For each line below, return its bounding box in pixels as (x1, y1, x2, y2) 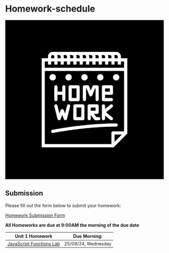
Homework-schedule (5, 3, 96, 15)
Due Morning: (73, 233, 103, 239)
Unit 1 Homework (15, 233, 53, 239)
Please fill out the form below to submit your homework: (5, 203, 122, 209)
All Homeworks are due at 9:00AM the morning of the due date (5, 222, 139, 228)
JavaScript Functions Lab (7, 240, 60, 246)
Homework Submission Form (5, 212, 65, 218)
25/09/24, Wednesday (64, 240, 112, 246)
